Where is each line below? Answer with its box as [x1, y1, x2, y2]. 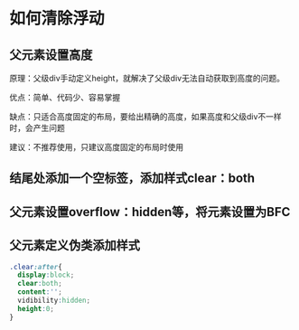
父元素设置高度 [9, 47, 93, 62]
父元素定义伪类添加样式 [9, 238, 140, 253]
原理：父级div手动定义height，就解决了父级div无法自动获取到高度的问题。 [9, 73, 285, 83]
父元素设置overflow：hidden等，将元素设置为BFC [9, 204, 291, 220]
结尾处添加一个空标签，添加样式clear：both [9, 171, 256, 186]
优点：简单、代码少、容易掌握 [9, 92, 120, 102]
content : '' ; [17, 288, 63, 297]
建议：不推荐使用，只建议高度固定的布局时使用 [9, 142, 183, 152]
